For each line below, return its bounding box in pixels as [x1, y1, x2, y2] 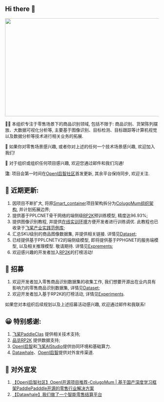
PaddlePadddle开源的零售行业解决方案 [16, 385, 94, 391]
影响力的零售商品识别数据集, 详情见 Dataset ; [12, 285, 100, 291]
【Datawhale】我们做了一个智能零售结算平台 [12, 392, 102, 398]
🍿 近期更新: [5, 186, 39, 195]
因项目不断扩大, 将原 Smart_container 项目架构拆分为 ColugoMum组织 [12, 200, 150, 206]
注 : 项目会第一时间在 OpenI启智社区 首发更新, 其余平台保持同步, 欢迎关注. [5, 170, 150, 176]
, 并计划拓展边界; [16, 206, 50, 212]
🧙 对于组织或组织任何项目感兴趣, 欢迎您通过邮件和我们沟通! [5, 160, 124, 166]
